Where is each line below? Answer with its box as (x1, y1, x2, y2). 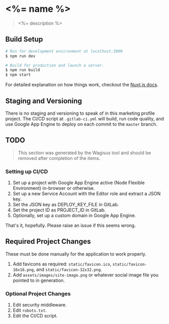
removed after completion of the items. (17, 155, 101, 161)
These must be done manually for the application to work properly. (5, 250, 146, 257)
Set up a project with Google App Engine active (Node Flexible (12, 179, 145, 186)
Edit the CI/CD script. (12, 313, 58, 319)
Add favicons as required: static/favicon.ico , (12, 261, 111, 267)
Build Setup (5, 35, 43, 44)
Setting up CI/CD (5, 168, 48, 175)
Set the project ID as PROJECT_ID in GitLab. (12, 207, 106, 213)
